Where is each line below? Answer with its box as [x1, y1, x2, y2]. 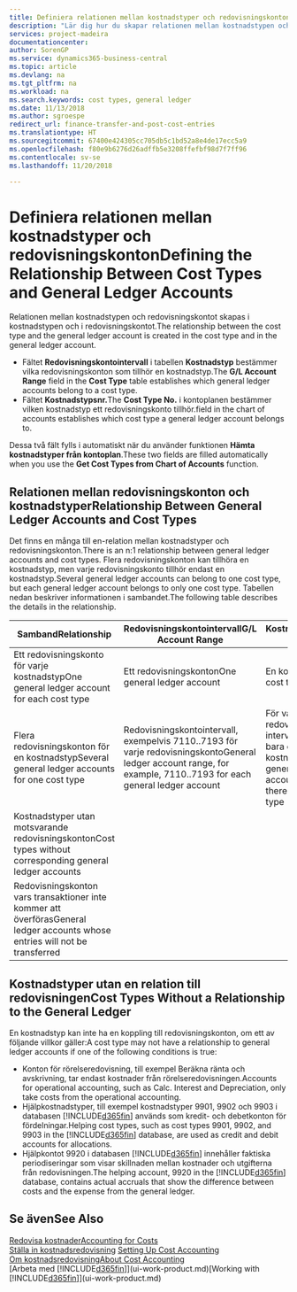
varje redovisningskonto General [123, 746, 256, 758]
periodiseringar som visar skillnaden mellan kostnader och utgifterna [21, 1157, 272, 1168]
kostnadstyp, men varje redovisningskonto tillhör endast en [9, 564, 225, 575]
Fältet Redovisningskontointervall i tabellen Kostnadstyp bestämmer [21, 357, 278, 367]
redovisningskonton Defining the [9, 244, 253, 265]
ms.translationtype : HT [9, 128, 97, 137]
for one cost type [13, 774, 86, 786]
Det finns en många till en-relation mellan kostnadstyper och [9, 536, 230, 546]
